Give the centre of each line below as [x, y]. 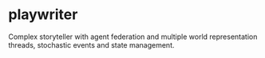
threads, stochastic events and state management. [91, 44]
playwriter [43, 15]
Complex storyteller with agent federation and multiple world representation [133, 37]
